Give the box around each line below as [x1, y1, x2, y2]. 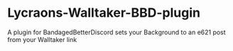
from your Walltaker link [7, 35, 77, 43]
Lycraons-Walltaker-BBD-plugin [7, 5, 201, 21]
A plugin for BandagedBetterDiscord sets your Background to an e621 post [7, 28, 226, 36]
